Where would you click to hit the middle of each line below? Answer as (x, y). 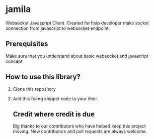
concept (14, 61)
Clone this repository (34, 89)
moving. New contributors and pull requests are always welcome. (80, 132)
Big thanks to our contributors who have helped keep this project (79, 126)
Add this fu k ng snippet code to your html (55, 99)
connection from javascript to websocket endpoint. (58, 28)
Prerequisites (27, 44)
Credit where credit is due (54, 114)
